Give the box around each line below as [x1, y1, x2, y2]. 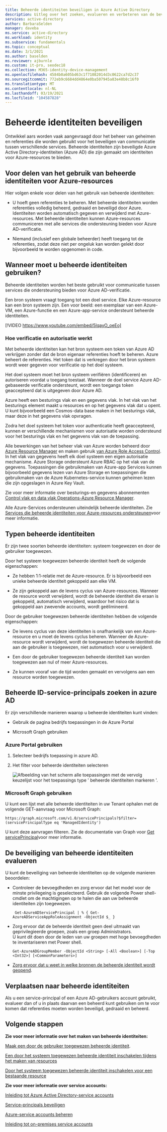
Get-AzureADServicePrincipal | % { [14, 910, 88, 915]
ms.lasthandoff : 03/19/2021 [5, 91, 64, 96]
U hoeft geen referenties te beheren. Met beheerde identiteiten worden [12, 200, 158, 205]
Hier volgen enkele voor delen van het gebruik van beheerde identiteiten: [5, 190, 155, 196]
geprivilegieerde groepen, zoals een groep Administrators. [12, 929, 132, 935]
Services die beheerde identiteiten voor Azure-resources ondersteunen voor [5, 510, 161, 516]
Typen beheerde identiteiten [5, 529, 95, 538]
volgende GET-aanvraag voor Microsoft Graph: [5, 806, 101, 812]
